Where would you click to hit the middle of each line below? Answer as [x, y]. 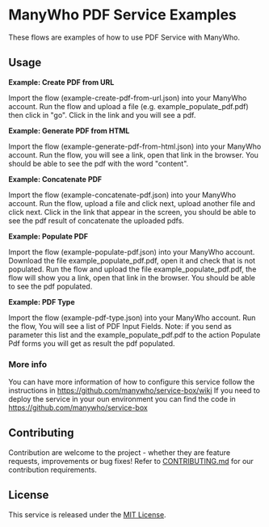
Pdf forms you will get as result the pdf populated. [92, 343]
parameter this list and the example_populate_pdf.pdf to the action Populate [134, 335]
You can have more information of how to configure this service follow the [132, 382]
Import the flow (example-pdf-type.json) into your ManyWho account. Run [132, 318]
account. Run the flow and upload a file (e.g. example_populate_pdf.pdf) [128, 106]
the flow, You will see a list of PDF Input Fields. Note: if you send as [120, 326]
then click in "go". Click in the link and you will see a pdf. [102, 115]
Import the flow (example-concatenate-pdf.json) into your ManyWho [122, 195]
